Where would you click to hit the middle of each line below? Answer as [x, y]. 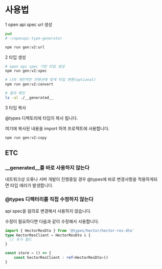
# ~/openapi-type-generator [34, 38]
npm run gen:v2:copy [26, 137]
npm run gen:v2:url [25, 47]
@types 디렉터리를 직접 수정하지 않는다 [49, 200]
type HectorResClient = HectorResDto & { [48, 235]
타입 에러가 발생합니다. [32, 185]
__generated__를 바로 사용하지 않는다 [47, 168]
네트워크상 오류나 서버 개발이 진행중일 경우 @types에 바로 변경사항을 [71, 179]
